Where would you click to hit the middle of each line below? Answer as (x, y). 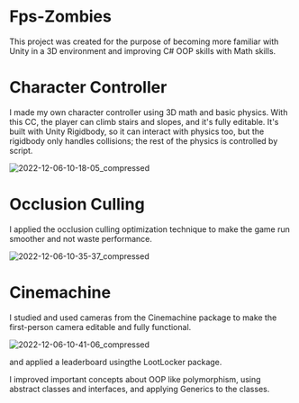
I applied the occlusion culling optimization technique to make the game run (150, 229)
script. (21, 150)
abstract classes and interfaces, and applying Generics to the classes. (140, 389)
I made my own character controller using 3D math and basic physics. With (149, 112)
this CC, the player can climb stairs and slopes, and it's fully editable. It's (144, 121)
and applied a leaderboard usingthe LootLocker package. (116, 362)
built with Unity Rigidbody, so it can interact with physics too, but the (137, 131)
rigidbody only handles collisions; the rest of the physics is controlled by (144, 140)
